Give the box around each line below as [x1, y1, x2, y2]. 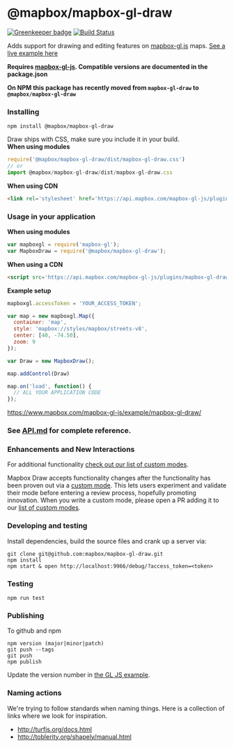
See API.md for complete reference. [7, 426, 132, 436]
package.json [7, 70, 48, 78]
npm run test [7, 594, 45, 601]
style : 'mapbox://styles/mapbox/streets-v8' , [13, 325, 148, 332]
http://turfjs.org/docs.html [17, 725, 93, 733]
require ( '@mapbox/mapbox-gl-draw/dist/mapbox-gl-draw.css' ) [7, 156, 186, 163]
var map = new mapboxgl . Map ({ [7, 312, 95, 319]
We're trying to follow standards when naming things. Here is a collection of [7, 704, 225, 712]
